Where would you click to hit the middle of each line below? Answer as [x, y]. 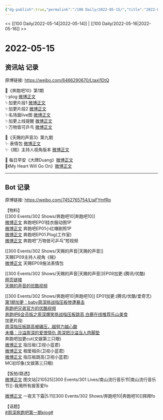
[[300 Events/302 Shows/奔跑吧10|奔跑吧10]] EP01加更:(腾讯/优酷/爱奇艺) [78, 296]
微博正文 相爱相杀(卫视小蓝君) [35, 351]
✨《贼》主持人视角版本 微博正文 [37, 150]
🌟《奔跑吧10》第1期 [24, 90]
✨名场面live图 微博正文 [28, 115]
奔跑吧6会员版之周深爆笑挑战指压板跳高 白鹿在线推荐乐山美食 [66, 314]
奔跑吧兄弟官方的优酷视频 [31, 308]
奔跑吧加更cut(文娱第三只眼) [33, 339]
